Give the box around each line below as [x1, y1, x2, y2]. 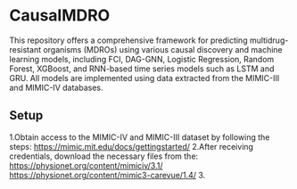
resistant [9, 44, 42, 54]
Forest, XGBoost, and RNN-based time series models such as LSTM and [9, 63, 275, 74]
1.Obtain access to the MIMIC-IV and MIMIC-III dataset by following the [9, 131, 270, 143]
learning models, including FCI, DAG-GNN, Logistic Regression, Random [9, 53, 275, 64]
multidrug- [249, 35, 289, 45]
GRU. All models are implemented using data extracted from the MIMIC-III [9, 72, 280, 83]
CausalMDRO [9, 5, 111, 26]
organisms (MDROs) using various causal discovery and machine [43, 44, 283, 54]
